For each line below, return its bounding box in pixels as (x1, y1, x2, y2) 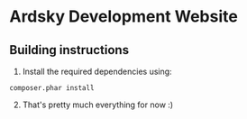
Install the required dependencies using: (22, 66, 173, 77)
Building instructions (9, 42, 129, 58)
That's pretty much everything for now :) (22, 99, 174, 110)
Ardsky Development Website (9, 6, 239, 27)
